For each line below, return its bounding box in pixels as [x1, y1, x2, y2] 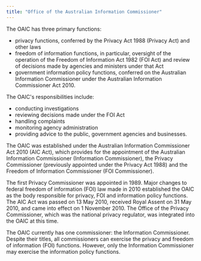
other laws [14, 43, 41, 50]
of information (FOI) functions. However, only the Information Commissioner [6, 241, 194, 249]
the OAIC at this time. [6, 217, 59, 224]
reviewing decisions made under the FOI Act [14, 111, 125, 118]
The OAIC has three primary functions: [6, 25, 102, 32]
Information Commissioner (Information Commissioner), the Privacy [6, 154, 173, 162]
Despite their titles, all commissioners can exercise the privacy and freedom [6, 235, 194, 242]
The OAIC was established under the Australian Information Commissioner [6, 142, 190, 149]
